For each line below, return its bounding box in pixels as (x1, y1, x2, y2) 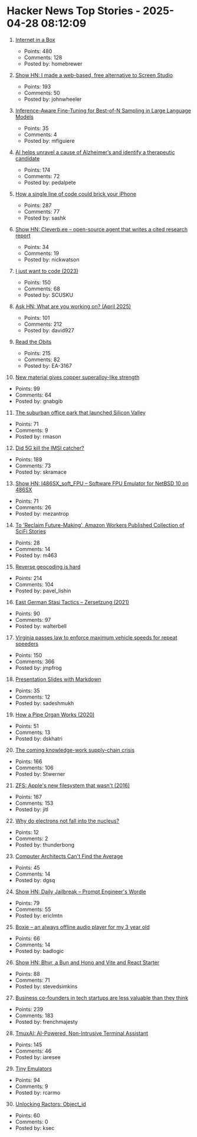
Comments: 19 (24, 250, 60, 257)
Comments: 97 (15, 616, 51, 623)
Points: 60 (15, 1112, 41, 1119)
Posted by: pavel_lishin (15, 587, 71, 594)
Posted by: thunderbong (15, 841, 75, 848)
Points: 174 (24, 166, 51, 173)
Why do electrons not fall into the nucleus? (15, 817, 120, 824)
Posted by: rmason (15, 432, 61, 440)
